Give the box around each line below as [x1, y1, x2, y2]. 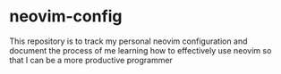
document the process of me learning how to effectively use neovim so [9, 45, 272, 55]
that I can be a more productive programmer [9, 54, 173, 65]
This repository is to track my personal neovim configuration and [9, 36, 248, 46]
